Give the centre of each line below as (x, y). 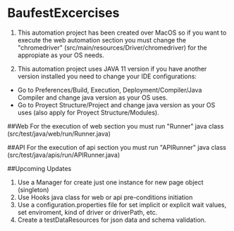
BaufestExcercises (63, 13)
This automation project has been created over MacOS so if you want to (122, 32)
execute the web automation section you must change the (102, 40)
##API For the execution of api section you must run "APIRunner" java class (117, 147)
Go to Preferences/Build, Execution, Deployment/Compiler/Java (110, 90)
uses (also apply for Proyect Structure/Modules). (88, 112)
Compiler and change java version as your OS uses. (92, 97)
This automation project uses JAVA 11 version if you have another (112, 69)
